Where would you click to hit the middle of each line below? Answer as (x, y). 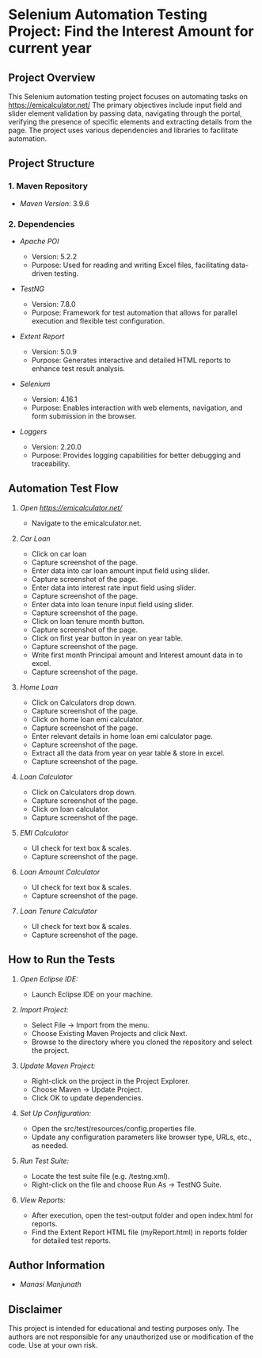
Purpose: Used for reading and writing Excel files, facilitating (130, 265)
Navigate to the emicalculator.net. (86, 523)
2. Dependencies (42, 224)
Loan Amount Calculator (60, 872)
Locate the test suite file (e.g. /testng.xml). (101, 1176)
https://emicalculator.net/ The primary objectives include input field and (125, 105)
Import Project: (44, 1009)
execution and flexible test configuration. (98, 321)
